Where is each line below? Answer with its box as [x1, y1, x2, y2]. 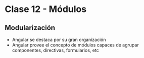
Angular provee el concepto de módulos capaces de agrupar [12, 42, 139, 48]
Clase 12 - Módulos [5, 3, 87, 15]
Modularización [5, 23, 56, 32]
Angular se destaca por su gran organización [12, 36, 107, 42]
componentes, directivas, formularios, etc [12, 47, 99, 53]
